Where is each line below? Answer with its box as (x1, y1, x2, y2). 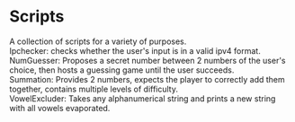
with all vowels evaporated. (9, 102, 111, 113)
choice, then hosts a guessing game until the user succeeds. (9, 65, 235, 75)
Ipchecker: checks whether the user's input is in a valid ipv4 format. (9, 45, 261, 56)
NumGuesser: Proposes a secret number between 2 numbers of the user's (9, 55, 286, 65)
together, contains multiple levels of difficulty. (9, 83, 178, 94)
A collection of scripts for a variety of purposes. (9, 36, 187, 47)
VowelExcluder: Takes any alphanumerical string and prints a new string (9, 92, 276, 104)
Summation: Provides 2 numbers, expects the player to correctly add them (9, 74, 285, 84)
